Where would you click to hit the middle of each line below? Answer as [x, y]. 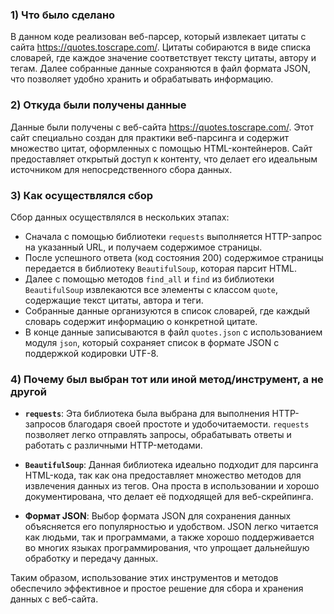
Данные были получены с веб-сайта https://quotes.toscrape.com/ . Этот [162, 127]
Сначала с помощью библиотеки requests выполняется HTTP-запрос [173, 236]
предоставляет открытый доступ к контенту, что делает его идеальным [164, 159]
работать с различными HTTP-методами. [113, 445]
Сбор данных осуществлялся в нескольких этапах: [120, 217]
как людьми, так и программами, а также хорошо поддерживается [169, 537]
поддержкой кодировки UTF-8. [91, 353]
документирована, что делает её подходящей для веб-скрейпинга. [169, 497]
